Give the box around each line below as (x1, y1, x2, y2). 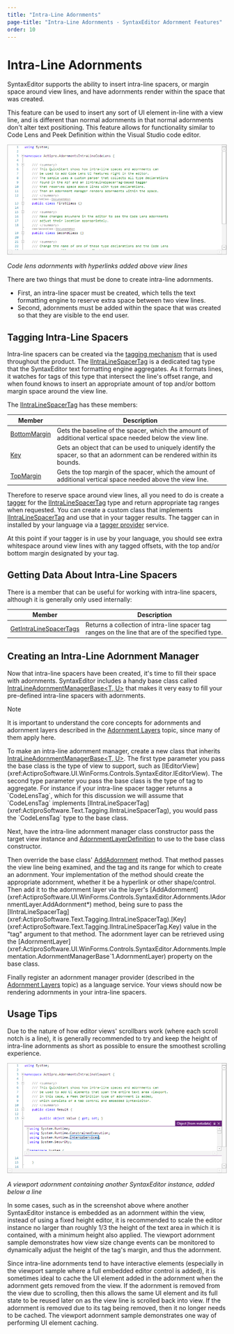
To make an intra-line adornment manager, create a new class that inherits (7, 746, 221, 755)
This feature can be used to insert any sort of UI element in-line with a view (7, 108, 224, 117)
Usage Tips (7, 1008, 58, 1020)
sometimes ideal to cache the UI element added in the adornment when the (7, 1274, 224, 1282)
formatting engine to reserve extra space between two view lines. (17, 296, 206, 305)
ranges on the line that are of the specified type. (85, 628, 223, 637)
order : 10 (7, 26, 36, 33)
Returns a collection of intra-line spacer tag (85, 621, 211, 629)
